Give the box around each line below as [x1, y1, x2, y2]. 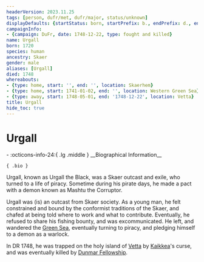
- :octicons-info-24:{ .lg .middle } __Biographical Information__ [6, 151, 162, 159]
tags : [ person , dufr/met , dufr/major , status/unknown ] [6, 15, 148, 21]
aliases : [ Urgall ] [6, 65, 53, 72]
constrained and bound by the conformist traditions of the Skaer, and [6, 205, 179, 212]
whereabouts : [6, 77, 39, 83]
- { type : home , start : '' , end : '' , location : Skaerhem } [6, 83, 154, 89]
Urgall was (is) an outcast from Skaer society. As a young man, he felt [6, 198, 181, 205]
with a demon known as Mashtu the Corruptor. [6, 187, 123, 194]
